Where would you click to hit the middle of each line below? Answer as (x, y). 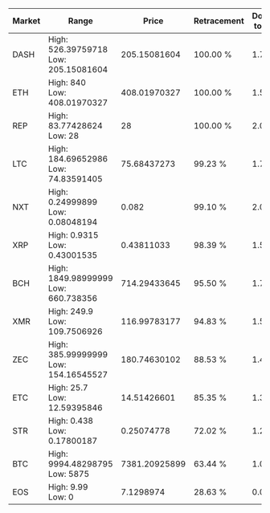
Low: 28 (63, 136)
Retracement (219, 21)
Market (27, 21)
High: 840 (67, 82)
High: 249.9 (71, 311)
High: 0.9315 (73, 235)
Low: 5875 (69, 474)
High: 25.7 (68, 387)
